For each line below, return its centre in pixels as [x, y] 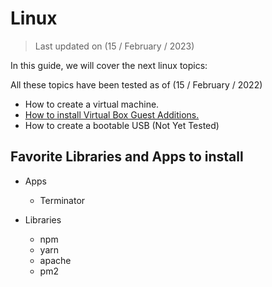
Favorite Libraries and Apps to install [127, 157]
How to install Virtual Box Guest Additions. [112, 114]
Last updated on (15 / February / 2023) [114, 46]
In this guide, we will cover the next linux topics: [109, 65]
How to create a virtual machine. [92, 104]
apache [55, 260]
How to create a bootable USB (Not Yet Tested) [122, 125]
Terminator [62, 200]
